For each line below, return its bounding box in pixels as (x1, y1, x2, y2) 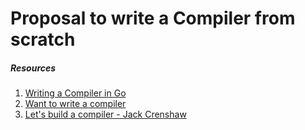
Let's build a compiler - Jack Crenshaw (24, 108, 187, 121)
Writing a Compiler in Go (24, 87, 127, 99)
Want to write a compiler (24, 98, 127, 110)
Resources (10, 62, 57, 74)
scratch (10, 28, 76, 51)
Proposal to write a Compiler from (10, 7, 296, 30)
